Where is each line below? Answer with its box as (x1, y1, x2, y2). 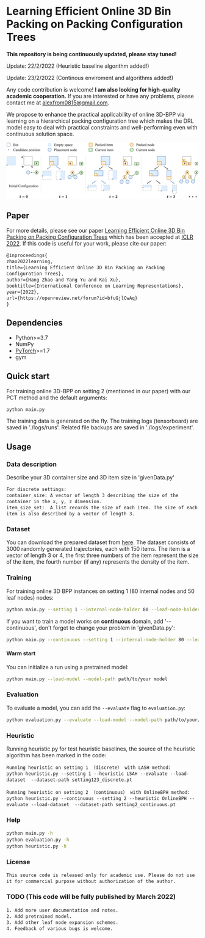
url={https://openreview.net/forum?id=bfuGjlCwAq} (6, 295, 138, 301)
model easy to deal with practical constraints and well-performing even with (6, 123, 198, 131)
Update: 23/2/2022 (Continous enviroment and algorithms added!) (6, 74, 174, 81)
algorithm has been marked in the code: (6, 751, 107, 758)
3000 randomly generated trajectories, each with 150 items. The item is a (6, 545, 190, 553)
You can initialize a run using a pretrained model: (6, 663, 129, 671)
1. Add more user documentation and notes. (6, 907, 119, 914)
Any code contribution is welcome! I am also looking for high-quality (6, 85, 181, 93)
